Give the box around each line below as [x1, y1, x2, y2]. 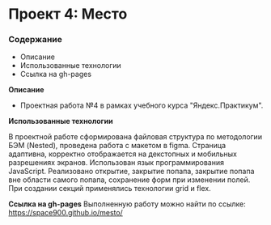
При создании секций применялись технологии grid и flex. [8, 184, 212, 193]
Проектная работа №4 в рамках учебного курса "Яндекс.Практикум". [19, 100, 264, 110]
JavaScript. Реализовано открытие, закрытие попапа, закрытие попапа [8, 167, 255, 176]
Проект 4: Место [8, 5, 128, 23]
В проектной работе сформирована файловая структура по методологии [8, 132, 263, 142]
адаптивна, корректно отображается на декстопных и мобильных [8, 149, 237, 159]
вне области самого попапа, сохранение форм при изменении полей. [8, 175, 251, 185]
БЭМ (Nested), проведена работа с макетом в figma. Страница [8, 141, 227, 151]
